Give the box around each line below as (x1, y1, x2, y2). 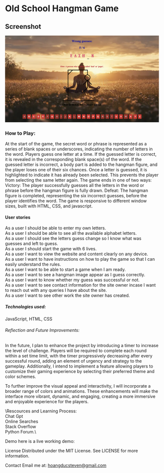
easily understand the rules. (5, 262, 61, 267)
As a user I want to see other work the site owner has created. (5, 292, 130, 298)
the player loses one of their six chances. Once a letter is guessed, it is (5, 167, 147, 173)
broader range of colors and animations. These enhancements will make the (5, 388, 159, 394)
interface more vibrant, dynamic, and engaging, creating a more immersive (5, 393, 156, 399)
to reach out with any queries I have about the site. (5, 288, 107, 293)
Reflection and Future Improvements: (5, 328, 80, 333)
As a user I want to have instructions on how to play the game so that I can (5, 256, 155, 262)
